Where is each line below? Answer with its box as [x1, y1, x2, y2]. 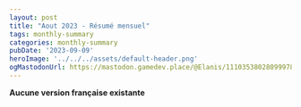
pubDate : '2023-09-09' [9, 46, 94, 55]
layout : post [9, 12, 58, 22]
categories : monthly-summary [9, 37, 118, 47]
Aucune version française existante [9, 86, 145, 98]
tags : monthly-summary [9, 29, 94, 38]
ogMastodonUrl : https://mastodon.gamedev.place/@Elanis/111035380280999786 [9, 63, 298, 72]
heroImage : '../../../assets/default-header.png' [9, 54, 199, 63]
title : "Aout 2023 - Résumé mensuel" [9, 21, 150, 30]
